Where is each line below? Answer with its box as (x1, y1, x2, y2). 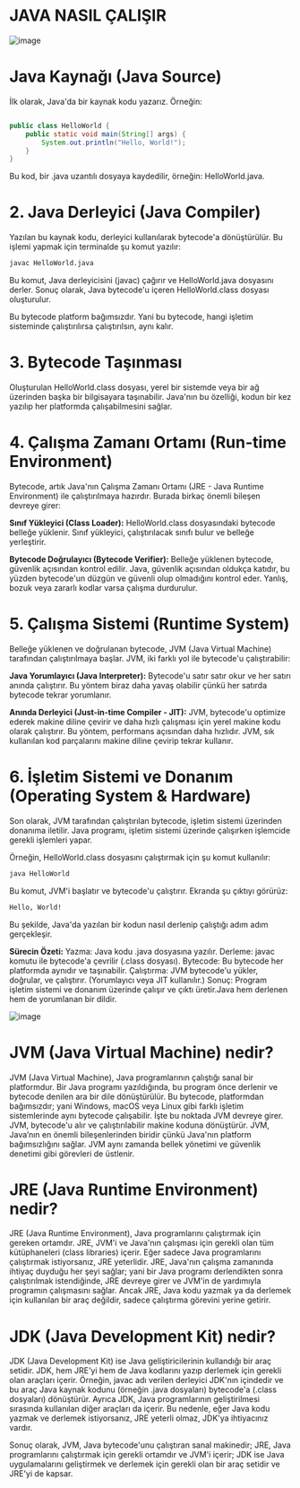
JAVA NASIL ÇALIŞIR (9, 5, 167, 26)
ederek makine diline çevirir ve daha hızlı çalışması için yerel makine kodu (9, 716, 281, 727)
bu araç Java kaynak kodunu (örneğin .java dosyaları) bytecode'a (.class (9, 1384, 278, 1395)
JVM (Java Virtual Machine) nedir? (9, 1042, 274, 1062)
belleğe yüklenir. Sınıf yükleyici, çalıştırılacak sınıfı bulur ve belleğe (9, 526, 255, 538)
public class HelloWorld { (9, 121, 110, 130)
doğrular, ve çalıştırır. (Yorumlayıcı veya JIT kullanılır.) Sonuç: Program (9, 974, 267, 985)
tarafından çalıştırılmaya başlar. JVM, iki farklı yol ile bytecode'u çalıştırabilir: (9, 653, 291, 663)
